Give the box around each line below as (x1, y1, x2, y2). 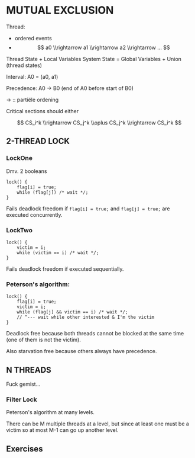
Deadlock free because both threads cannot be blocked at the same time (6, 330, 184, 337)
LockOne (6, 154, 32, 162)
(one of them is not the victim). (6, 336, 81, 344)
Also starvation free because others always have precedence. (6, 348, 157, 355)
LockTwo (6, 226, 33, 234)
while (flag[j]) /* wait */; (17, 189, 89, 196)
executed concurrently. (6, 211, 63, 218)
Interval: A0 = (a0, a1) (6, 73, 58, 80)
